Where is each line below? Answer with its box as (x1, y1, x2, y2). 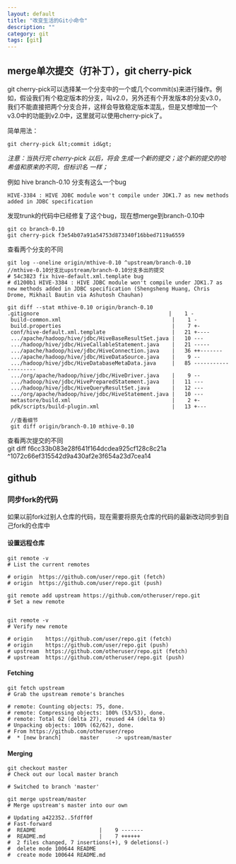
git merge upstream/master (7, 796, 87, 803)
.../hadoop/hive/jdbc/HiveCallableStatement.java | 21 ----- (10, 341, 211, 348)
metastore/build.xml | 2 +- (10, 397, 201, 404)
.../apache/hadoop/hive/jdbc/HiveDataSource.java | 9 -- (10, 353, 201, 360)
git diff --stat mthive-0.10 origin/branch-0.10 (7, 304, 153, 311)
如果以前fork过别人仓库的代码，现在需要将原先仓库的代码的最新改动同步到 (7, 512, 224, 521)
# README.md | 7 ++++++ (7, 833, 141, 840)
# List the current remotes (7, 561, 90, 568)
